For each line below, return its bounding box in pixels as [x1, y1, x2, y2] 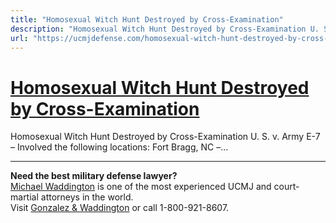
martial [10, 191, 39, 203]
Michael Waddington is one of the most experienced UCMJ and [10, 181, 272, 193]
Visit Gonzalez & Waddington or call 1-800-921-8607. [10, 202, 230, 214]
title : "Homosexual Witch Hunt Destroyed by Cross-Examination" [10, 14, 284, 25]
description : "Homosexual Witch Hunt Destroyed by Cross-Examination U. [10, 24, 320, 34]
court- [273, 181, 300, 193]
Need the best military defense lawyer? [10, 170, 178, 182]
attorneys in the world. [40, 191, 134, 203]
